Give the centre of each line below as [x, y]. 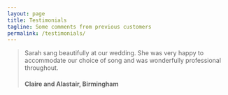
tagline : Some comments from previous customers [79, 27]
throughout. [41, 68]
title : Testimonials [37, 20]
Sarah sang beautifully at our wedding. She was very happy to [114, 53]
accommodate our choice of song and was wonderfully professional [123, 61]
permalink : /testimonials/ [47, 33]
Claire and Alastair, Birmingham [71, 84]
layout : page [26, 14]
